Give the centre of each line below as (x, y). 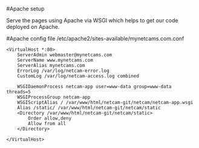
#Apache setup (25, 9)
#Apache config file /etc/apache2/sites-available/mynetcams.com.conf (95, 38)
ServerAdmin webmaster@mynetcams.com (65, 55)
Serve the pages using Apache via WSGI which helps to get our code (92, 20)
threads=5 (19, 92)
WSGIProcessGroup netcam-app (54, 97)
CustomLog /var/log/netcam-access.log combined (78, 76)
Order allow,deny (50, 118)
